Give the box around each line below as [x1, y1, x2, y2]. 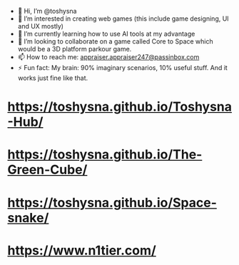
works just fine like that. [17, 74, 88, 82]
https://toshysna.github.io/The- [7, 146, 203, 163]
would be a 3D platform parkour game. [17, 45, 132, 53]
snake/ [7, 209, 49, 226]
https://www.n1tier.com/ [7, 242, 157, 259]
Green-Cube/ [7, 161, 88, 178]
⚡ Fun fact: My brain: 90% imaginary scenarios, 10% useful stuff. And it [17, 64, 228, 71]
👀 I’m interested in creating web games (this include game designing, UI [17, 14, 230, 23]
